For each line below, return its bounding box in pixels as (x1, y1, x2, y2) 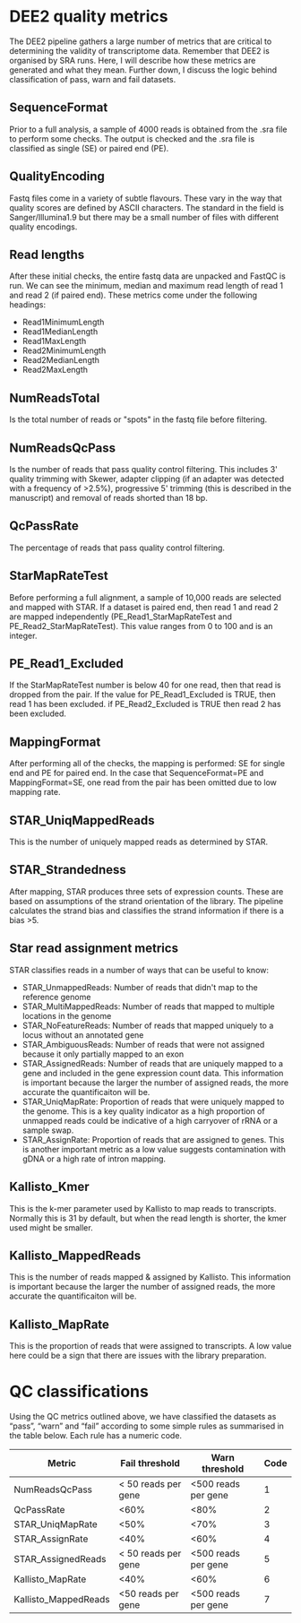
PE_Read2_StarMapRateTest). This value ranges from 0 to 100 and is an (9, 620, 273, 631)
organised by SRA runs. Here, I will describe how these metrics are (9, 55, 256, 65)
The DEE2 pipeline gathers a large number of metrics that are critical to (9, 36, 272, 47)
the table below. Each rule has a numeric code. (9, 1430, 182, 1441)
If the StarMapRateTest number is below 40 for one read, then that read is (9, 679, 282, 691)
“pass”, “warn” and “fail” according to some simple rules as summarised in (9, 1420, 285, 1431)
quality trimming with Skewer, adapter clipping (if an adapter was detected (9, 473, 285, 484)
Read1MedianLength (21, 326, 99, 337)
